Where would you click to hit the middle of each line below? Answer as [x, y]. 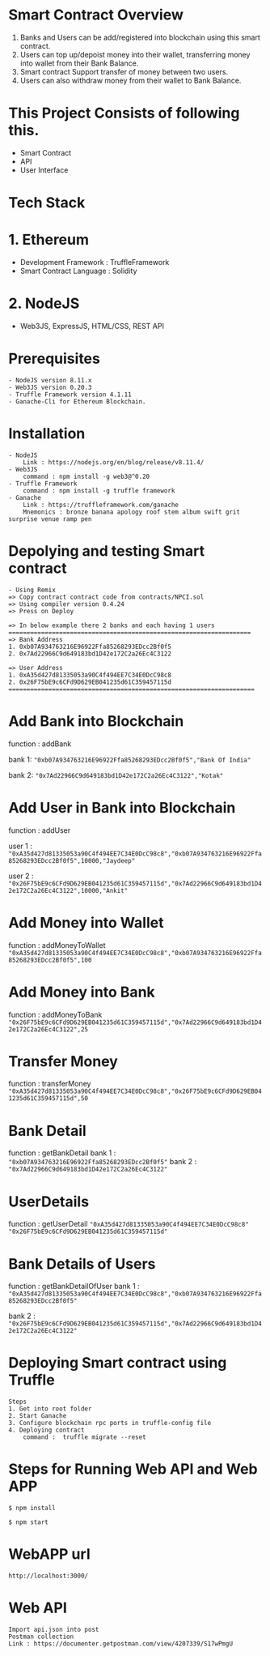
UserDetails [49, 1201]
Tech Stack [47, 203]
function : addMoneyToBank [55, 1014]
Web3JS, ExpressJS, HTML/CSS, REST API [92, 326]
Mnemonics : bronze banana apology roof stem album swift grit [132, 512]
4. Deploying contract [46, 1430]
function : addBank [40, 744]
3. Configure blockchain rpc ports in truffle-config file [110, 1423]
